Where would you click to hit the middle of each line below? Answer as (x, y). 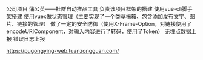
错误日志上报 (29, 39)
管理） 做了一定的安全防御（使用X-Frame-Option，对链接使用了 (112, 24)
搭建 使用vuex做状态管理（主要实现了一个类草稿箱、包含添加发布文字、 (100, 16)
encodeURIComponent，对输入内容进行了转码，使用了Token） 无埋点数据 (99, 31)
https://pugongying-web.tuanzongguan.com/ (63, 51)
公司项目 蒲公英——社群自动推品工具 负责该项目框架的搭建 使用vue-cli (94, 9)
